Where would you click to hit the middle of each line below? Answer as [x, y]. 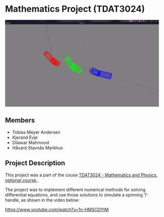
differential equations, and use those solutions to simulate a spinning [74, 195]
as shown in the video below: [50, 200]
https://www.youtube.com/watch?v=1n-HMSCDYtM [57, 209]
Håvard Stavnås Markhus [38, 148]
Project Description [35, 163]
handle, [13, 200]
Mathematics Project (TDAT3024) [75, 9]
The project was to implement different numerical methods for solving [75, 190]
